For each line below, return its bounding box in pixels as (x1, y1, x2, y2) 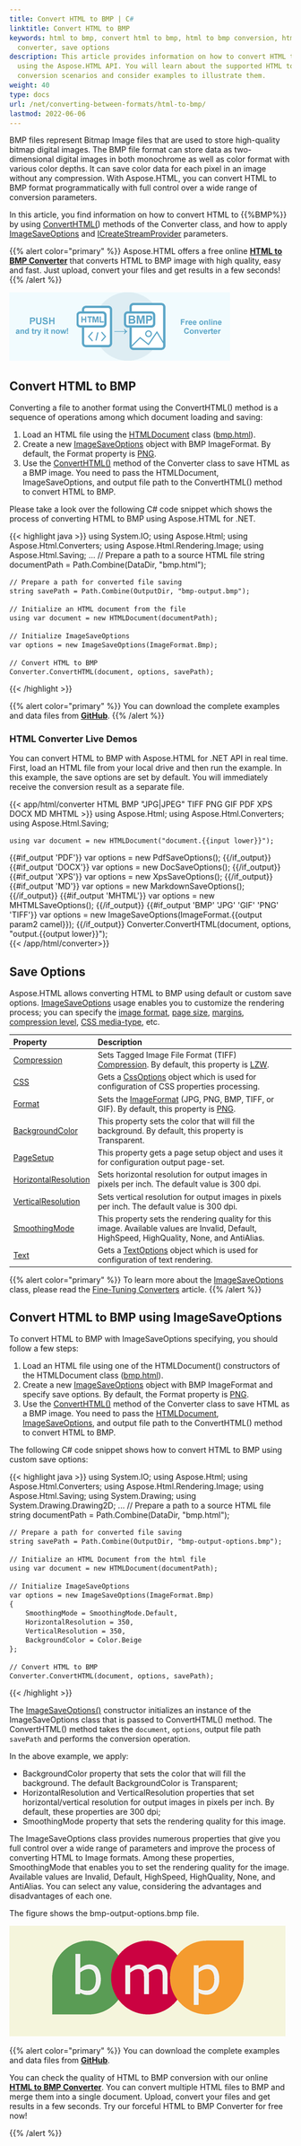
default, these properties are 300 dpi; (21, 1807, 161, 1818)
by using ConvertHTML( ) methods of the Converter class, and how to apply (9, 219, 288, 230)
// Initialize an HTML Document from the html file (9, 1555, 206, 1564)
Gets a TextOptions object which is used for (97, 1245, 259, 1256)
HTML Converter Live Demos (9, 732, 138, 745)
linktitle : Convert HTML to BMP (9, 23, 130, 33)
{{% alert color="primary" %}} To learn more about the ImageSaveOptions (9, 1274, 284, 1285)
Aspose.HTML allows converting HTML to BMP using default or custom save (9, 988, 292, 999)
